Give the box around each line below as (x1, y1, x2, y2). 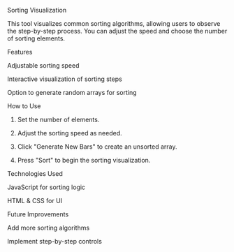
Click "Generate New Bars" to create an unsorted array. (17, 142, 177, 151)
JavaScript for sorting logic (7, 183, 86, 191)
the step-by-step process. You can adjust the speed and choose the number (7, 27, 228, 35)
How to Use (7, 102, 41, 110)
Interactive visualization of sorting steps (7, 75, 122, 83)
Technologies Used (7, 170, 63, 177)
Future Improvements (7, 210, 69, 218)
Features (7, 48, 33, 56)
